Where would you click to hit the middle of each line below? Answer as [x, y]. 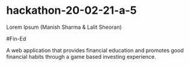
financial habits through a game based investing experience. [81, 56]
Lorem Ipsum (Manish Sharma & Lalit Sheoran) [64, 27]
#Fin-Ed [16, 38]
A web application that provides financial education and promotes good [95, 50]
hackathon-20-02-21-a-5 [71, 10]
